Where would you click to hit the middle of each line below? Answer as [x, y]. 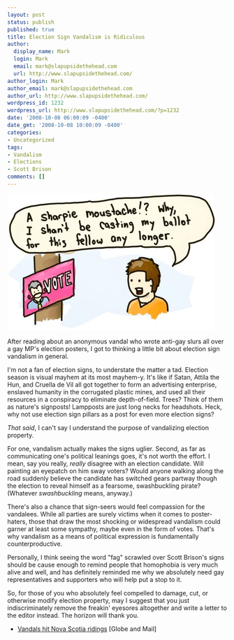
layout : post [26, 15]
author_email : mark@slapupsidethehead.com [70, 88]
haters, [17, 521]
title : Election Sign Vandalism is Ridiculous [76, 37]
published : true [31, 29]
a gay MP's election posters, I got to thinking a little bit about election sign [114, 348]
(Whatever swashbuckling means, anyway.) [70, 493]
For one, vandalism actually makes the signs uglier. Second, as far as [107, 448]
